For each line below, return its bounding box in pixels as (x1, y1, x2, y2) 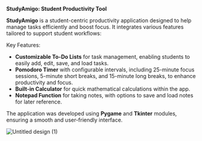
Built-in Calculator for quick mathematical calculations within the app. (15, 85, 191, 93)
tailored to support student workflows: (6, 30, 102, 37)
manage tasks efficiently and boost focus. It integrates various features (6, 24, 184, 30)
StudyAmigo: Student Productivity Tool (6, 5, 107, 12)
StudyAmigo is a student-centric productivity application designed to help (6, 17, 192, 24)
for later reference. (15, 98, 62, 105)
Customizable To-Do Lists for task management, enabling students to (15, 53, 191, 60)
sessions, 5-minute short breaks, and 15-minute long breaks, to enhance (15, 73, 196, 79)
